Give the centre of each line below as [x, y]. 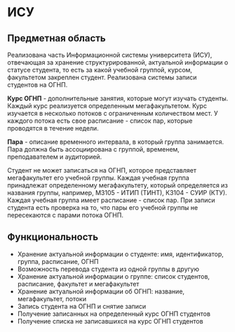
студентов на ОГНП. [38, 85]
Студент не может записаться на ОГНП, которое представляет [102, 170]
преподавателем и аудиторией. [55, 157]
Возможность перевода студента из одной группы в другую [108, 269]
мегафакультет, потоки [52, 298]
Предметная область [57, 38]
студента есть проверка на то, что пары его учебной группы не [103, 207]
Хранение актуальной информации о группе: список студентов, [114, 276]
